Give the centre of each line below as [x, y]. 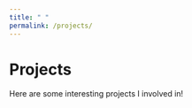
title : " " [29, 17]
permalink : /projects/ [51, 26]
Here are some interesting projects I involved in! [96, 94]
